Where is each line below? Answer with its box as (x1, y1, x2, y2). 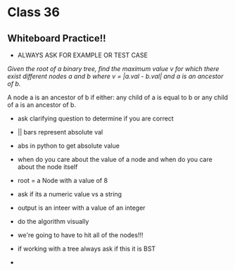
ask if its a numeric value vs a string (17, 190, 122, 198)
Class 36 (7, 4, 60, 20)
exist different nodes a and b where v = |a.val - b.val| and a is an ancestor (7, 72, 224, 80)
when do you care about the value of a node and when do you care (17, 156, 212, 163)
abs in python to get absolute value (17, 141, 120, 150)
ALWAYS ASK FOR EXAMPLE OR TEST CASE (17, 51, 148, 59)
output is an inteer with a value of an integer (17, 203, 146, 212)
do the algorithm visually (17, 218, 89, 225)
